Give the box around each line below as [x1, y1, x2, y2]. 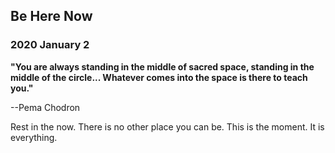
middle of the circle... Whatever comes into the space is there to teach [10, 71, 308, 83]
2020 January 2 [10, 38, 90, 52]
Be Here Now [10, 8, 93, 25]
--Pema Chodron [10, 101, 81, 113]
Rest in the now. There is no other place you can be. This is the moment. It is [10, 120, 325, 133]
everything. [10, 131, 58, 143]
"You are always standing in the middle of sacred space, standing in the [10, 60, 315, 73]
